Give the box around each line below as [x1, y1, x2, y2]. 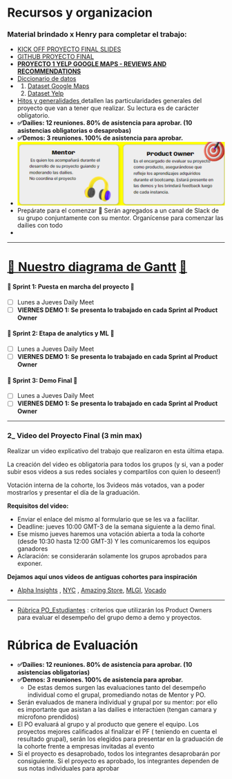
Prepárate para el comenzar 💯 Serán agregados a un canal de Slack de [17, 206, 220, 215]
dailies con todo [17, 221, 64, 230]
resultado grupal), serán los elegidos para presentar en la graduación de [17, 735, 224, 743]
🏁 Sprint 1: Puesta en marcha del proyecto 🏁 [7, 282, 135, 291]
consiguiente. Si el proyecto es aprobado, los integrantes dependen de [17, 756, 220, 765]
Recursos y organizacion [7, 5, 153, 21]
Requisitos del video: [7, 502, 69, 510]
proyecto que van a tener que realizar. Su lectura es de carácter [17, 104, 199, 112]
